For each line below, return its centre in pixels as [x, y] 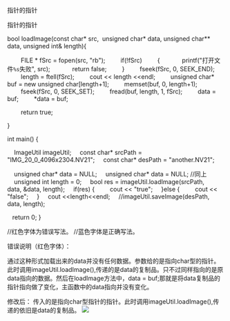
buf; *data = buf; [38, 99]
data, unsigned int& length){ [47, 46]
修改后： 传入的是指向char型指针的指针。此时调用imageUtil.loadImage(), [110, 302]
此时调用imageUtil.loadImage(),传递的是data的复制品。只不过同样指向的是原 [115, 269]
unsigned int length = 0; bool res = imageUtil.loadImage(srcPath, [109, 182]
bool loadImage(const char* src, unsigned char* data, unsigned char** [109, 39]
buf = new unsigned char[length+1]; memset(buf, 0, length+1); [103, 84]
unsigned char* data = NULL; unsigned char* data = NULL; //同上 [110, 174]
